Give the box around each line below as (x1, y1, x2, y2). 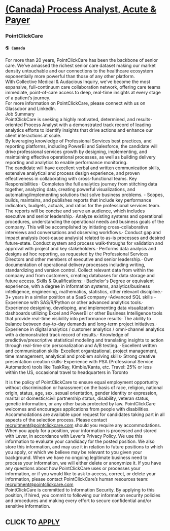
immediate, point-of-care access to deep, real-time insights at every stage (5, 90, 161, 96)
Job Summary (5, 111, 35, 117)
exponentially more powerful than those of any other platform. (5, 73, 135, 80)
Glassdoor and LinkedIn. (5, 105, 56, 112)
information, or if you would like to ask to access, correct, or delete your (5, 471, 156, 477)
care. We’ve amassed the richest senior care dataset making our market (5, 62, 156, 69)
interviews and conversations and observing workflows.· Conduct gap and (5, 230, 161, 236)
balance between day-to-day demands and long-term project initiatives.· (5, 321, 157, 327)
